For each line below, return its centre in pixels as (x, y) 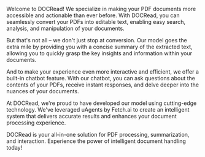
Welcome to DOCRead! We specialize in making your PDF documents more (101, 9)
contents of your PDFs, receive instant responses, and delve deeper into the (103, 85)
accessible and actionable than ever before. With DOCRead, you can (93, 15)
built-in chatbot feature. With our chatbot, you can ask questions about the (101, 78)
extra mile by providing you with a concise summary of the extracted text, (99, 47)
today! (14, 147)
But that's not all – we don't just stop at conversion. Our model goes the (97, 40)
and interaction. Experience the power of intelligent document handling (96, 141)
